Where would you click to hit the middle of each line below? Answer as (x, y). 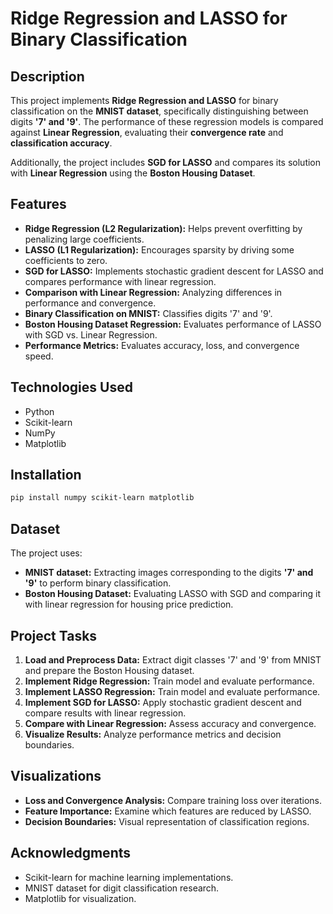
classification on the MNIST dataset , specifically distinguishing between (159, 111)
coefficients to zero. (66, 260)
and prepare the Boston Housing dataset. (109, 670)
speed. (39, 356)
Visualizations (56, 776)
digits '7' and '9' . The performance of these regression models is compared (167, 121)
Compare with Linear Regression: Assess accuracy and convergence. (170, 723)
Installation (46, 475)
